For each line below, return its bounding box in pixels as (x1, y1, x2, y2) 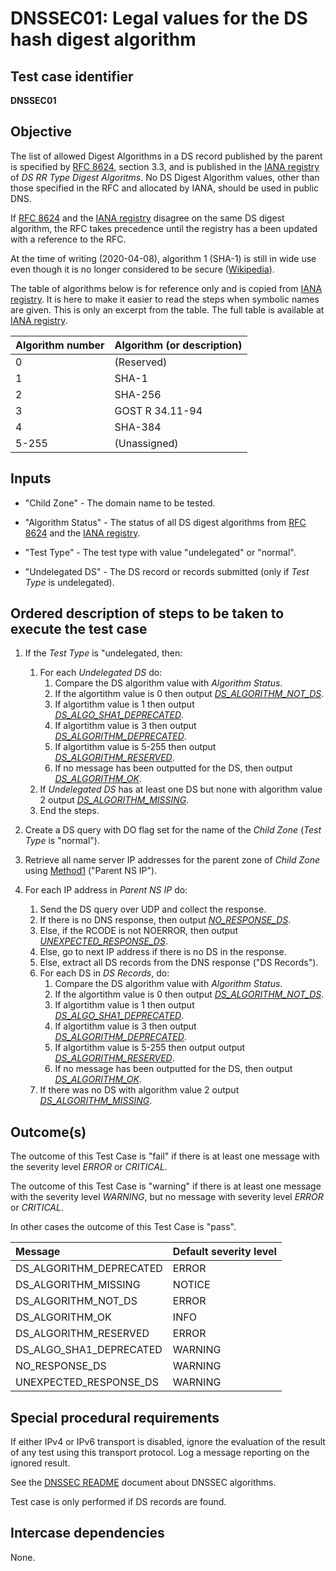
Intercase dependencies (10, 1525, 165, 1542)
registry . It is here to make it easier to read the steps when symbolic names (10, 293, 320, 305)
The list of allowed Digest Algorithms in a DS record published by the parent (10, 150, 323, 162)
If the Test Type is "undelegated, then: (24, 647, 183, 659)
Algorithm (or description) (114, 338, 243, 352)
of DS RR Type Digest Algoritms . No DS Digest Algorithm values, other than (10, 171, 320, 183)
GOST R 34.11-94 (114, 403, 203, 417)
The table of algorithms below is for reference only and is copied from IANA (10, 282, 323, 294)
